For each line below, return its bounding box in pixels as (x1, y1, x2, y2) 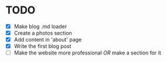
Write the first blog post (13, 43, 71, 50)
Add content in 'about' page (13, 36, 82, 43)
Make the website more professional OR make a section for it (13, 49, 162, 56)
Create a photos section (13, 30, 73, 36)
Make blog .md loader (13, 23, 67, 30)
